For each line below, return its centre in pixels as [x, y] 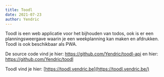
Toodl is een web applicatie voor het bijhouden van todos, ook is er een [79, 34]
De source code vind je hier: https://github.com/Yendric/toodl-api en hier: [82, 54]
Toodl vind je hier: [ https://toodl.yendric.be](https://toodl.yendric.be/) [77, 69]
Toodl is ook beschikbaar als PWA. [41, 44]
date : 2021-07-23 [23, 15]
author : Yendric [22, 19]
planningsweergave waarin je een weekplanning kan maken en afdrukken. [82, 39]
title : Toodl [19, 10]
